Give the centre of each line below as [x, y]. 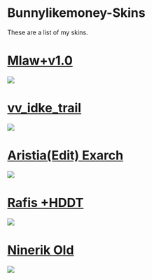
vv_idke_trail [44, 108]
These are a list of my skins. [48, 32]
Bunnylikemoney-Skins [76, 13]
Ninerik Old [41, 250]
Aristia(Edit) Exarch [65, 155]
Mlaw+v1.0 [40, 61]
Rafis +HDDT [46, 202]
